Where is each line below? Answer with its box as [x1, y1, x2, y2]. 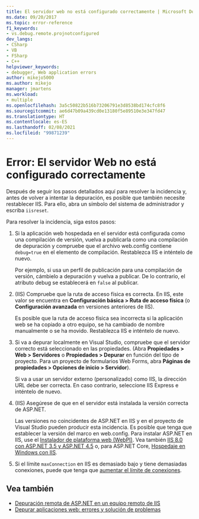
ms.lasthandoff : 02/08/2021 [6, 125, 76, 130]
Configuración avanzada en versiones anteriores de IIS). [14, 303, 155, 310]
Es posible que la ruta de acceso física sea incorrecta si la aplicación [14, 314, 184, 321]
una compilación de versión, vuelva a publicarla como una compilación [14, 235, 188, 243]
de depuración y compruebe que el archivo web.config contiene [14, 242, 172, 249]
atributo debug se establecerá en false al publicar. [14, 279, 139, 286]
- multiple [6, 97, 33, 103]
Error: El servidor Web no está [6, 155, 157, 169]
